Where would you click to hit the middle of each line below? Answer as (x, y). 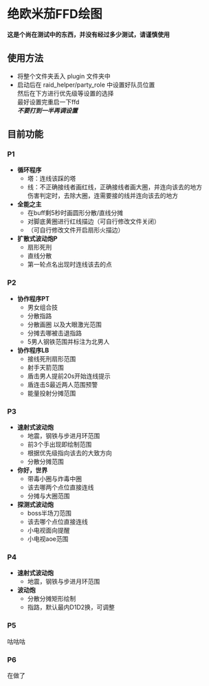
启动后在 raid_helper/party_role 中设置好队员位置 (86, 85)
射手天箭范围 (45, 367)
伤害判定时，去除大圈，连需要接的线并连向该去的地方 (103, 196)
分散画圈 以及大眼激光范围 (64, 324)
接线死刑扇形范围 (52, 359)
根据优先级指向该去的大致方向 (69, 453)
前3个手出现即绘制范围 (59, 445)
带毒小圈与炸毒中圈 (55, 479)
